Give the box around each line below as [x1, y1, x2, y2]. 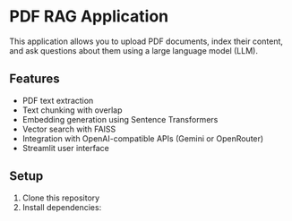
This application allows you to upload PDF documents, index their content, [9, 36, 284, 47]
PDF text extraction [21, 95, 94, 106]
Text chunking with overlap [21, 105, 123, 115]
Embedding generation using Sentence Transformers [21, 114, 219, 124]
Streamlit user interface [21, 142, 109, 153]
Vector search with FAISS [21, 123, 116, 134]
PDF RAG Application [9, 6, 169, 27]
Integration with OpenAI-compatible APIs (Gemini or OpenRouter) [21, 132, 264, 144]
